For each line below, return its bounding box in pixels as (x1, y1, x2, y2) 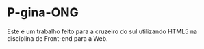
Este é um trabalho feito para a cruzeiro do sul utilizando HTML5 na (7, 27, 197, 35)
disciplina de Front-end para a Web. (7, 34, 108, 42)
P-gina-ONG (7, 5, 79, 20)
